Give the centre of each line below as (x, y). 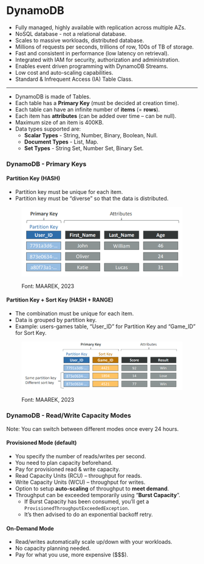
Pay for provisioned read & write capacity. (67, 469)
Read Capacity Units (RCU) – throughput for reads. (78, 475)
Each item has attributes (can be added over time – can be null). (96, 115)
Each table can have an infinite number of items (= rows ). (87, 109)
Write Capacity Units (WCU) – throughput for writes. (80, 482)
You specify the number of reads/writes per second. (80, 456)
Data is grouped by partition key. (56, 320)
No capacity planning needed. (53, 548)
